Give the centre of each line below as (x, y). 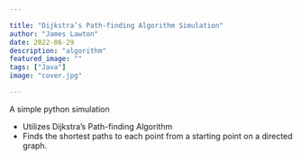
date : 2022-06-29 (42, 42)
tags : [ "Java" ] (38, 67)
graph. (35, 146)
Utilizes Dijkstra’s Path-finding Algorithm (97, 126)
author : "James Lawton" (54, 34)
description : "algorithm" (58, 50)
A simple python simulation (59, 109)
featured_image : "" (46, 59)
